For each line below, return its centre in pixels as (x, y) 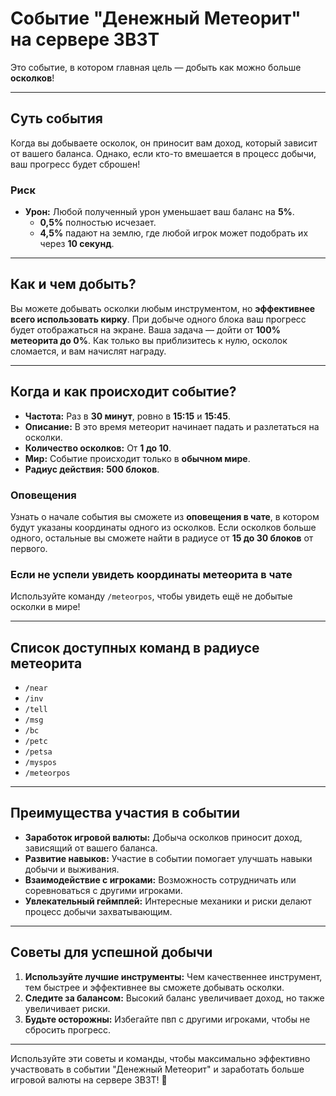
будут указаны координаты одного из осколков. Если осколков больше (163, 527)
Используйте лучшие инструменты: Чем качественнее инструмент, (173, 976)
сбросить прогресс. (68, 1029)
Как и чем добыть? (73, 284)
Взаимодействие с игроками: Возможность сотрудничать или (160, 879)
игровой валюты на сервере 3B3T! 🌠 (89, 1079)
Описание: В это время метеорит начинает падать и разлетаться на (172, 426)
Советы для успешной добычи (111, 952)
